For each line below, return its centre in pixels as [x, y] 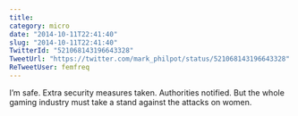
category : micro [39, 26]
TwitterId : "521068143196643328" [72, 51]
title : [21, 17]
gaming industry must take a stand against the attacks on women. [131, 102]
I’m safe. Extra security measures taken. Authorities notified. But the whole [147, 92]
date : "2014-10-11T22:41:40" [64, 34]
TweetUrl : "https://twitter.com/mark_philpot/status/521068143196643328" [150, 59]
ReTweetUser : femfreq [50, 68]
